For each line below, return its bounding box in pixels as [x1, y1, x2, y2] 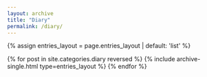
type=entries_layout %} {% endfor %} [39, 63, 147, 71]
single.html [7, 63, 39, 71]
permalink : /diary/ [7, 23, 63, 30]
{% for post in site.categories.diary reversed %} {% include [7, 55, 175, 63]
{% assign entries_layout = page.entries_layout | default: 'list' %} [7, 42, 191, 50]
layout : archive [7, 10, 54, 17]
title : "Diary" [7, 16, 51, 23]
